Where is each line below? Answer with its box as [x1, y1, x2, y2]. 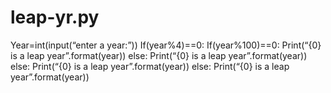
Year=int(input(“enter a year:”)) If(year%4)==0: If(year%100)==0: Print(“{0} [10, 39, 322, 51]
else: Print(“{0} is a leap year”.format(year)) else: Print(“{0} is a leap [10, 60, 290, 72]
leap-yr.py [10, 6, 100, 29]
